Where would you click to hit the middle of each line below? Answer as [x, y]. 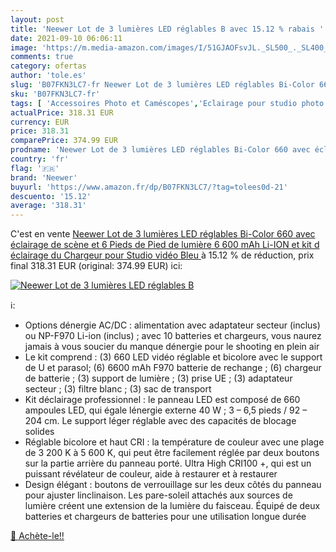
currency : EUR [40, 122]
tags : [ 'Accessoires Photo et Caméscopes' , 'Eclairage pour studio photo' [169, 103]
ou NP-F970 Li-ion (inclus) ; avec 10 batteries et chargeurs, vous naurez [173, 336]
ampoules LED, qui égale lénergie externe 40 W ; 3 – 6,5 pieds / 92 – [166, 410]
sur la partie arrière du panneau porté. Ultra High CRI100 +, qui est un [168, 463]
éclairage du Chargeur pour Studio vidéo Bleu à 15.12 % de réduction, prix [162, 255]
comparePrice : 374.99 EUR [64, 141]
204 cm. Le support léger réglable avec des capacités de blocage [160, 421]
